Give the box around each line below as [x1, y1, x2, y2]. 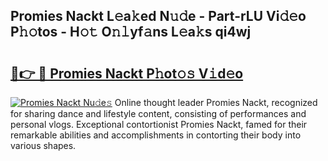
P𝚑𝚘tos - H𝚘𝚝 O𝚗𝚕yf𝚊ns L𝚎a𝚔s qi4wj [10, 24, 252, 41]
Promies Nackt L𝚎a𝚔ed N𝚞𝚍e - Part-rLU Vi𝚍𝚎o [10, 8, 307, 25]
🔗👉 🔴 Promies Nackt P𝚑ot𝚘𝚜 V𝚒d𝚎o [10, 65, 244, 82]
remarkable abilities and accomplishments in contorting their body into [10, 129, 302, 141]
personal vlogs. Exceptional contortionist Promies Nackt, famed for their [10, 119, 308, 130]
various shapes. [10, 140, 77, 151]
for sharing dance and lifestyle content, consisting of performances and [10, 108, 307, 119]
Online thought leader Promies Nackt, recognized [114, 97, 318, 108]
